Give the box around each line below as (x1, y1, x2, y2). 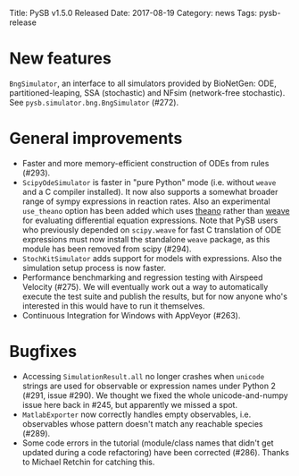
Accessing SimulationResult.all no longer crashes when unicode (21, 370, 265, 381)
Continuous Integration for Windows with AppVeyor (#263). (21, 310, 241, 320)
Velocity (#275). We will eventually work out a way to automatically (21, 281, 269, 292)
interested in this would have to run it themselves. (21, 300, 205, 311)
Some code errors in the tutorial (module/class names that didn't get (21, 438, 274, 448)
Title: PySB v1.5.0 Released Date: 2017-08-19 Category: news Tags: (9, 8, 257, 18)
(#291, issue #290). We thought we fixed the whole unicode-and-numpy (21, 389, 288, 401)
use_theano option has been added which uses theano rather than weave (21, 205, 290, 216)
